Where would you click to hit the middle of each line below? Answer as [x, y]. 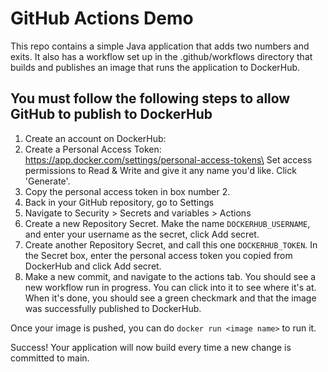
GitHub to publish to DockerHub [111, 114]
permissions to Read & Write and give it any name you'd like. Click [160, 170]
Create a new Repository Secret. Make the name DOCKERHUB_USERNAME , [167, 223]
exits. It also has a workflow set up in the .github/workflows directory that [161, 56]
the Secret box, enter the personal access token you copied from [158, 255]
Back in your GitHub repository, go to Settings [119, 202]
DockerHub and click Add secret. [93, 266]
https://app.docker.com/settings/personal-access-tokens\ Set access [168, 159]
